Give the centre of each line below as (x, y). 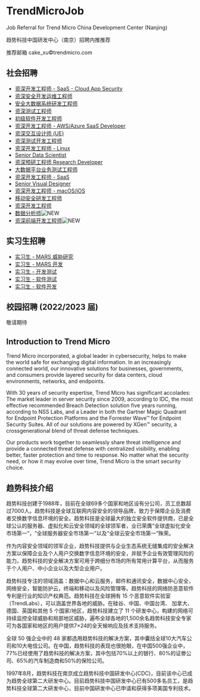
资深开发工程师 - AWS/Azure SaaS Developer (70, 126)
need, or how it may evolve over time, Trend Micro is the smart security (93, 461)
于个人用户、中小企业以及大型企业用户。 (56, 568)
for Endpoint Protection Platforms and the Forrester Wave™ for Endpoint (94, 418)
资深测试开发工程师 (38, 141)
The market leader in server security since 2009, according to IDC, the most (100, 399)
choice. (15, 468)
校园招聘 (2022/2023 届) (52, 307)
